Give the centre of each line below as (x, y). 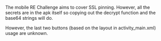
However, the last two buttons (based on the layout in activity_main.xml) (81, 28)
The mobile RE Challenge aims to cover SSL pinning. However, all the (78, 7)
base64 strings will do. (29, 18)
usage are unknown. (27, 33)
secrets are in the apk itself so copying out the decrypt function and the (81, 13)
